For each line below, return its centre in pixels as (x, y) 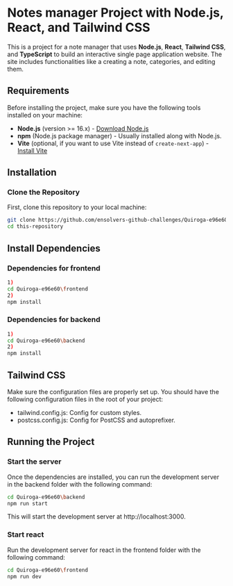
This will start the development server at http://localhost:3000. (96, 516)
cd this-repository (35, 227)
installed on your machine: (45, 115)
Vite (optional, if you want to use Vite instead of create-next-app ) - (113, 143)
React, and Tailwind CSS (79, 27)
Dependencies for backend (54, 320)
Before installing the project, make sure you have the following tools (104, 107)
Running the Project (51, 442)
